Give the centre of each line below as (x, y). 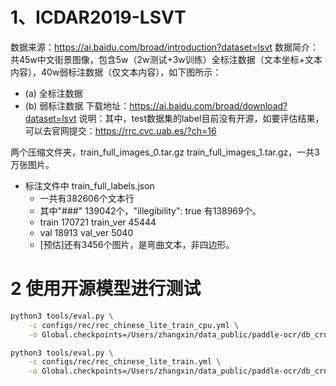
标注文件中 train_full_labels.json (89, 185)
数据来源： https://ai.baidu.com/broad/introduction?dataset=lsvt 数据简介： (165, 47)
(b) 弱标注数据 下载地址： (77, 105)
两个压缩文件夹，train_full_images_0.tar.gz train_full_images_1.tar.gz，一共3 (165, 152)
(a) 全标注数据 (53, 93)
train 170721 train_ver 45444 (98, 222)
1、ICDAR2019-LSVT (98, 17)
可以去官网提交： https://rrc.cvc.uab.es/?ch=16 (120, 130)
